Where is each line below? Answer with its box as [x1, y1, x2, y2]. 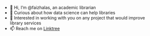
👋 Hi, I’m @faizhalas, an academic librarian [9, 5, 96, 10]
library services [9, 20, 42, 26]
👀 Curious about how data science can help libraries [9, 10, 116, 16]
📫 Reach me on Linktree [9, 26, 60, 31]
